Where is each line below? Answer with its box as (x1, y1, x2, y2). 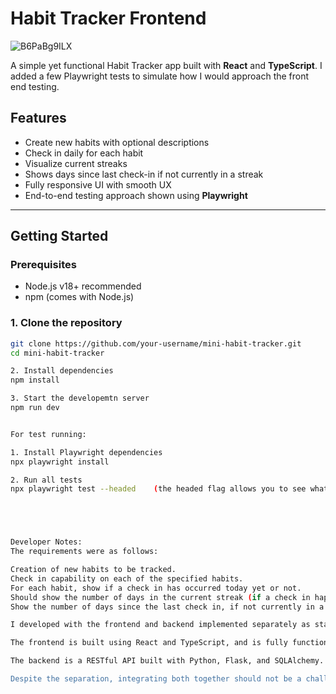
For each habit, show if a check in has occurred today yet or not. (10, 583, 302, 593)
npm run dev (10, 403, 60, 413)
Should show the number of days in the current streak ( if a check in (10, 592, 311, 602)
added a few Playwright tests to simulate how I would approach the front (10, 70, 310, 82)
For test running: (10, 429, 87, 439)
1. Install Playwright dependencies (10, 447, 163, 457)
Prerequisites (10, 258, 77, 272)
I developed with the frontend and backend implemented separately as (10, 620, 311, 630)
